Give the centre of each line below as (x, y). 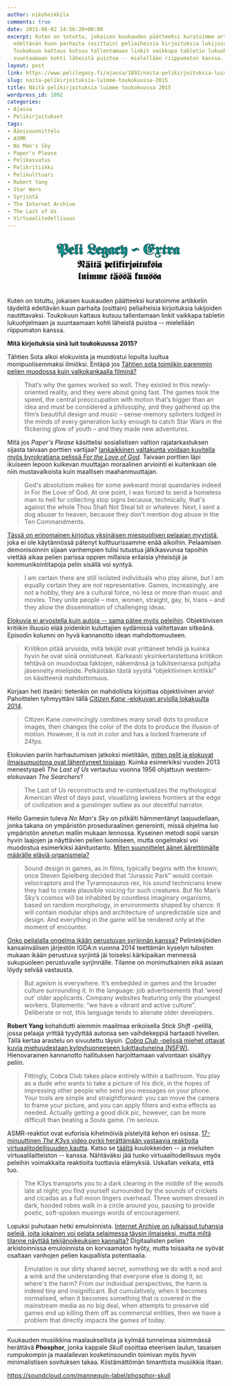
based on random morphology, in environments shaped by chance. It (122, 905)
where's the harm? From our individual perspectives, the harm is (116, 1284)
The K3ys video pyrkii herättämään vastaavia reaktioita (120, 1141)
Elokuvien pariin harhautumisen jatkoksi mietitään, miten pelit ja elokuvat (110, 755)
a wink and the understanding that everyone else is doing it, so (113, 1276)
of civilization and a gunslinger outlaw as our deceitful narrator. (114, 805)
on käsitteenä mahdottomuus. (66, 678)
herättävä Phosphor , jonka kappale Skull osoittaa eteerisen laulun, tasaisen (114, 1347)
